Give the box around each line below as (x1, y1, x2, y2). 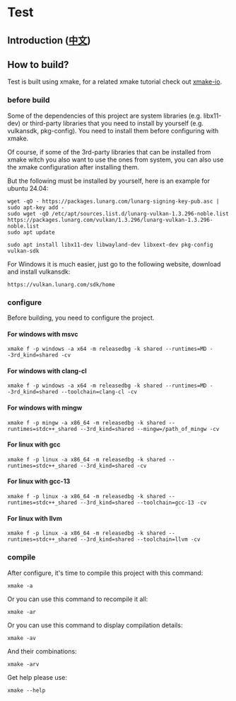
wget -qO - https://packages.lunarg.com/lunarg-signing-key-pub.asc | (7, 198, 220, 205)
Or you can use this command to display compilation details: (7, 621, 183, 629)
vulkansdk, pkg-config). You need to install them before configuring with (7, 126, 219, 135)
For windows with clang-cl (7, 366, 87, 375)
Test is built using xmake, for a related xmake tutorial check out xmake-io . (7, 77, 223, 86)
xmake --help (7, 687, 46, 694)
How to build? (7, 58, 69, 71)
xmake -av (7, 634, 37, 641)
